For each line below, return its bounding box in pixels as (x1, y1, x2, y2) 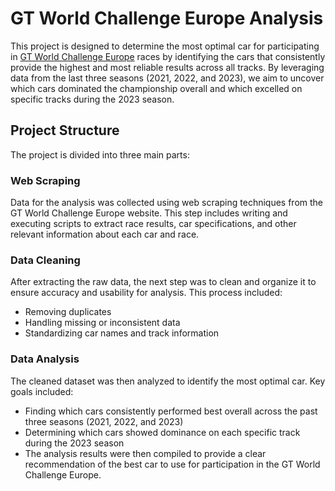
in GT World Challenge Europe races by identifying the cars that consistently (10, 50, 326, 62)
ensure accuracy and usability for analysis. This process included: (10, 287, 283, 299)
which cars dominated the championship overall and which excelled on (10, 82, 303, 94)
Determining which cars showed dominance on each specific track (24, 426, 301, 438)
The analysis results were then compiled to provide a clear (24, 447, 267, 459)
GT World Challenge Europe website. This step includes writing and (10, 207, 288, 219)
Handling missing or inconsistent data (24, 317, 181, 329)
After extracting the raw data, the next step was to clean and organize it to (10, 276, 317, 288)
